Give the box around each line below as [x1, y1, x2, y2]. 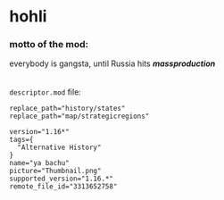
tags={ [9, 136, 34, 145]
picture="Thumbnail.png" [9, 167, 102, 176]
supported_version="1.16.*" [9, 174, 114, 184]
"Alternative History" [17, 143, 102, 153]
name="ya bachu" [9, 159, 70, 168]
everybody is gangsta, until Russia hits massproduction [9, 58, 216, 69]
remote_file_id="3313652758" [9, 182, 118, 191]
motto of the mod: [9, 38, 89, 51]
